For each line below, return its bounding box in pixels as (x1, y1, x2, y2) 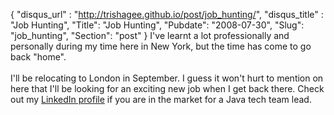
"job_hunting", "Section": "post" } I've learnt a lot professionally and (10, 30, 290, 41)
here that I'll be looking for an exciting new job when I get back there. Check (10, 83, 325, 94)
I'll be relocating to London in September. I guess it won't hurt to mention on (10, 72, 324, 84)
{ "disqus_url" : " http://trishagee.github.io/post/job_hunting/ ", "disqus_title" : (10, 9, 324, 20)
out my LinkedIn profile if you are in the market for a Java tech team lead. (10, 94, 312, 105)
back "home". (10, 51, 67, 63)
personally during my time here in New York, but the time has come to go (10, 40, 312, 52)
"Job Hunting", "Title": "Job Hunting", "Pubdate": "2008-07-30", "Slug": (10, 19, 305, 31)
